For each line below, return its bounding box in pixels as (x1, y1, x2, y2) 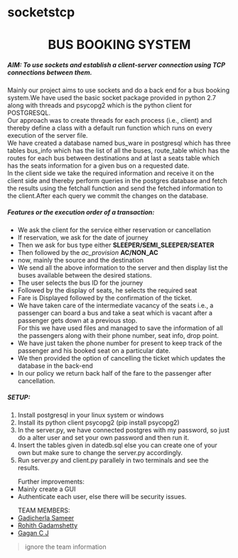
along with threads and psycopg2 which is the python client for (7, 101, 193, 110)
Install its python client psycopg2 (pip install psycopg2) (17, 418, 180, 427)
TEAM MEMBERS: (17, 506, 70, 515)
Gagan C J (17, 529, 49, 537)
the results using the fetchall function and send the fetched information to (7, 184, 223, 192)
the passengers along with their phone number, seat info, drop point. (17, 332, 219, 340)
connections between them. (7, 68, 92, 77)
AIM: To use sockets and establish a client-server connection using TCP (7, 60, 226, 69)
